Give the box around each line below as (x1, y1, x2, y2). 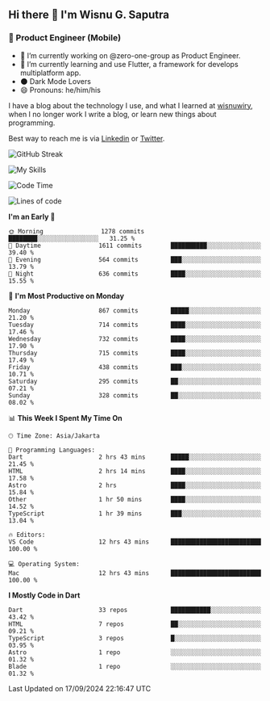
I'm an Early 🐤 (8, 212, 56, 221)
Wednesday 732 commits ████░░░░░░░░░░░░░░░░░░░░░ (8, 334, 262, 343)
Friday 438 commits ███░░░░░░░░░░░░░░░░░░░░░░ (8, 363, 262, 371)
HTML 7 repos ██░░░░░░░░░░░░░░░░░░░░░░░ (8, 619, 262, 628)
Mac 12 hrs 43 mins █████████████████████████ (8, 569, 262, 577)
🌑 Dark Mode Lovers (19, 76, 91, 86)
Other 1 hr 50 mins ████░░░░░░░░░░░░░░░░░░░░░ (8, 495, 262, 503)
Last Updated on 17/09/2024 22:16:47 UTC (8, 683, 152, 693)
